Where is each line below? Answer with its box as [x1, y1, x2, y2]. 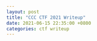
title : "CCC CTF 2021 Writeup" [6, 14, 86, 20]
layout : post [6, 8, 40, 15]
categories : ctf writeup [6, 25, 70, 32]
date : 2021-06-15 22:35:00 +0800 [6, 20, 92, 26]
